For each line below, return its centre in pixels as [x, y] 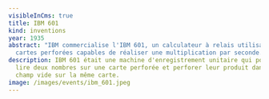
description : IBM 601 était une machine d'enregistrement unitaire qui [130, 61]
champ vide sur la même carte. [68, 75]
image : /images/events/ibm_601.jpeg [69, 82]
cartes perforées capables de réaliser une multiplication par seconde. [139, 53]
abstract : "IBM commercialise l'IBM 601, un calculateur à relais [121, 46]
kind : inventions [37, 30]
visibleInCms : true [41, 16]
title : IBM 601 [34, 23]
